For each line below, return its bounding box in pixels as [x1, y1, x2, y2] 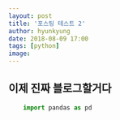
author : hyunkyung [8, 27, 71, 35]
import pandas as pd [23, 103, 92, 112]
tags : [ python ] [8, 42, 60, 50]
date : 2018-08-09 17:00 [8, 34, 89, 43]
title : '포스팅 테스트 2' [8, 19, 86, 28]
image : [8, 49, 31, 58]
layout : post [8, 11, 53, 20]
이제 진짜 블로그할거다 [8, 82, 112, 96]
